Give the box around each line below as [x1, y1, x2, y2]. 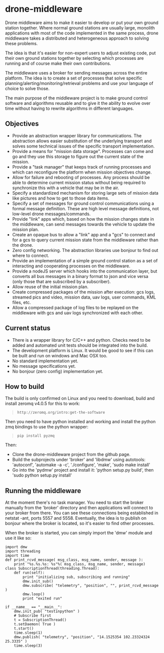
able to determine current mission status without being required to [12, 179, 146, 185]
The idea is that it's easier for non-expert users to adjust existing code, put [5, 50, 156, 56]
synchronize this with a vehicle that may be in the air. [12, 185, 119, 191]
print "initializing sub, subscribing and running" [23, 575, 131, 579]
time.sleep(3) [14, 643, 43, 648]
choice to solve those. [5, 85, 50, 91]
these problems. [5, 40, 38, 46]
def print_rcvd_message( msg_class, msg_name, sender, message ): [5, 557, 143, 562]
